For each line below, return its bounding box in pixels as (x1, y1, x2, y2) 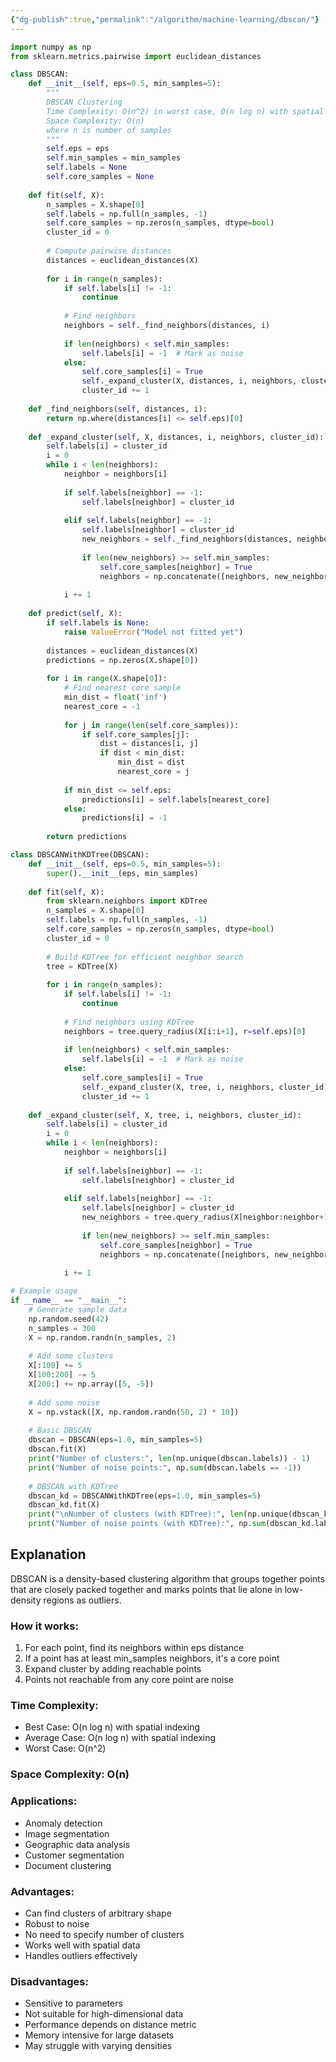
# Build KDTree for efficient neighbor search (46, 952, 244, 962)
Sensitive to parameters (24, 1997, 123, 2010)
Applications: (10, 1794, 78, 1808)
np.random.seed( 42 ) (28, 1314, 110, 1324)
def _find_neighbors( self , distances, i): (28, 404, 208, 414)
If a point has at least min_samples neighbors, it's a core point (24, 1652, 280, 1665)
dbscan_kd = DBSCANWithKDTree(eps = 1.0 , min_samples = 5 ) (28, 1491, 262, 1501)
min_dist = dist (117, 757, 186, 768)
